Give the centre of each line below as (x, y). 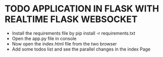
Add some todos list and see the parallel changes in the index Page (81, 49)
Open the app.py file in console (44, 38)
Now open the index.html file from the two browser (64, 43)
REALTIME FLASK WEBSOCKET (71, 19)
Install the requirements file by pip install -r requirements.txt (73, 33)
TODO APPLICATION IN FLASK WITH (82, 9)
